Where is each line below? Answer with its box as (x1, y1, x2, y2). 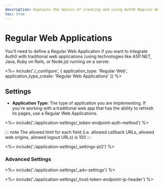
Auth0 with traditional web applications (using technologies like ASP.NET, (5, 54, 152, 60)
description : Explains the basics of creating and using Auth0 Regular (5, 7, 153, 12)
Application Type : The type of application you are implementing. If (12, 100, 146, 106)
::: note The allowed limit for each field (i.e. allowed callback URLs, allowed (5, 129, 154, 135)
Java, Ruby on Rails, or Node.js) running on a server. (5, 59, 110, 64)
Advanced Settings (5, 156, 51, 163)
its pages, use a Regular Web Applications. (12, 110, 98, 116)
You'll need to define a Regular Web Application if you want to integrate (5, 48, 148, 54)
